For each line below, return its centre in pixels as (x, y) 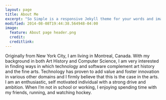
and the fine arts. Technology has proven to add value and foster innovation (82, 71)
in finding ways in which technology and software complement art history (80, 66)
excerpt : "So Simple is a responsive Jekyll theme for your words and (79, 19)
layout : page (19, 10)
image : (12, 28)
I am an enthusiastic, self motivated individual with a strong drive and (76, 82)
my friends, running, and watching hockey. (49, 92)
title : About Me (22, 14)
